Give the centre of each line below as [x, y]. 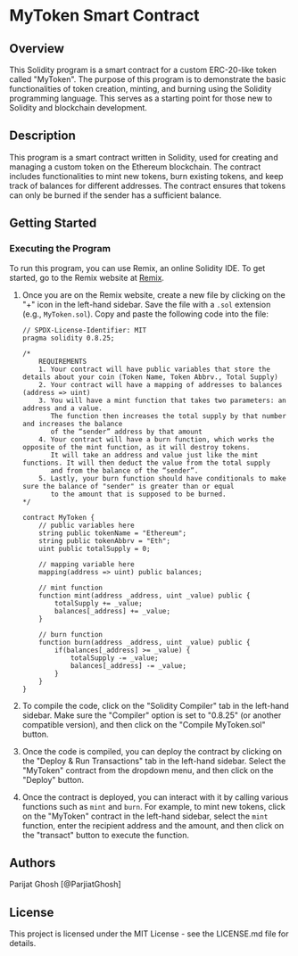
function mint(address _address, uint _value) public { [145, 595]
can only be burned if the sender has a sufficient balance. [116, 195]
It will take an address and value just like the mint [154, 455]
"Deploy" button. [53, 779]
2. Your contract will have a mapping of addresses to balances [161, 384]
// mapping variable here [87, 564]
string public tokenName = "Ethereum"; [113, 533]
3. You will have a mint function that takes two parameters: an [163, 400]
